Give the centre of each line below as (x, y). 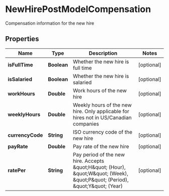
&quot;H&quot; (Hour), (99, 167)
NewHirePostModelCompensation (78, 9)
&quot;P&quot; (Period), (101, 179)
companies (86, 124)
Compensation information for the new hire (50, 23)
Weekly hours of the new (102, 105)
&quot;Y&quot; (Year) (98, 186)
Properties (22, 39)
